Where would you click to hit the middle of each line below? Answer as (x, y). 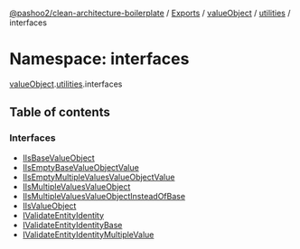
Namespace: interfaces (99, 59)
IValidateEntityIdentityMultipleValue (88, 235)
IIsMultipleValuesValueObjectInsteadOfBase (104, 196)
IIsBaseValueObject (58, 158)
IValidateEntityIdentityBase (72, 225)
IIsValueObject (49, 206)
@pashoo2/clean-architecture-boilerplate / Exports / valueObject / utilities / (150, 13)
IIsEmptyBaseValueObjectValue (81, 167)
